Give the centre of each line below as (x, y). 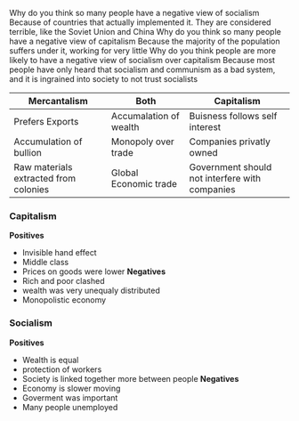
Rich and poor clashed (63, 281)
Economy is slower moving (71, 388)
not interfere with (225, 178)
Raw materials (43, 167)
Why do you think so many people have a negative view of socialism (134, 13)
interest (205, 127)
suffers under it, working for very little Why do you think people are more (143, 51)
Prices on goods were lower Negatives (94, 271)
